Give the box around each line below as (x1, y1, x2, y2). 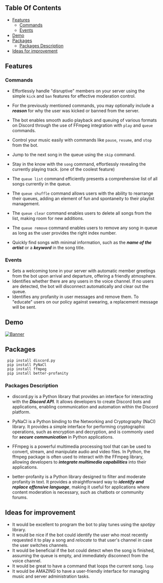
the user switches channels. (12, 542, 69, 548)
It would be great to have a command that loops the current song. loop (12, 563, 154, 569)
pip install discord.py (7, 358, 55, 363)
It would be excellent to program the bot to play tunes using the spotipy (12, 522, 156, 527)
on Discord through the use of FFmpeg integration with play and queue (12, 122, 153, 128)
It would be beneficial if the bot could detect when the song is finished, (12, 547, 155, 553)
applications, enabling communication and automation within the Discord (12, 403, 158, 409)
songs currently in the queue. (12, 181, 72, 187)
